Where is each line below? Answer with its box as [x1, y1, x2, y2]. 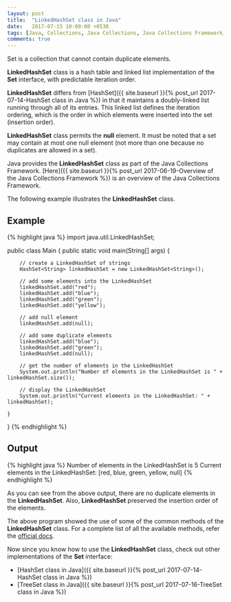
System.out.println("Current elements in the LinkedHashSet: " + [19, 392, 211, 399]
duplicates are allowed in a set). [7, 146, 98, 154]
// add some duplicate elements [19, 332, 112, 339]
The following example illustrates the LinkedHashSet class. [7, 194, 175, 203]
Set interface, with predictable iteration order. [7, 75, 136, 83]
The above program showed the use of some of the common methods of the [7, 516, 224, 525]
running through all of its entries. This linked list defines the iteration [7, 103, 200, 112]
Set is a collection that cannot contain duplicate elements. [7, 54, 171, 63]
